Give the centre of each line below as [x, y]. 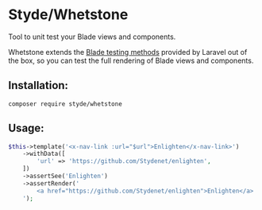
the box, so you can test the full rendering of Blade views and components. [131, 60]
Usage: [27, 128]
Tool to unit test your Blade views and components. [92, 37]
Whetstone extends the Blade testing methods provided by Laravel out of [128, 52]
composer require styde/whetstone [65, 104]
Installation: [39, 86]
